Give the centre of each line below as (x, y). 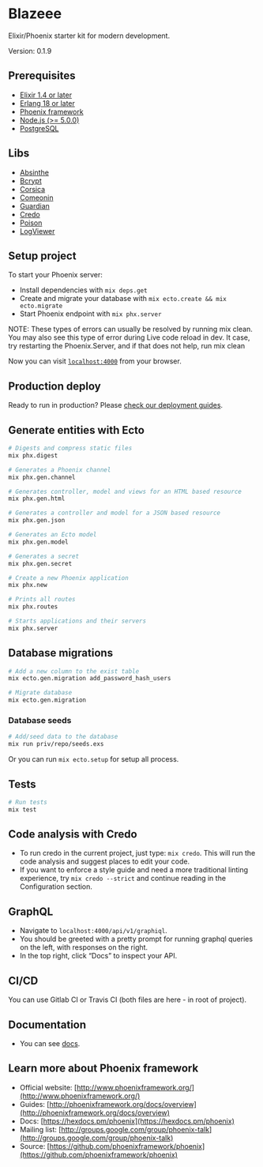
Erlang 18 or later (47, 103)
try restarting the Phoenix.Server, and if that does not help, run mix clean (127, 346)
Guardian (34, 205)
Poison (31, 223)
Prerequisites (42, 76)
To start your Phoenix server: (55, 275)
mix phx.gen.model (38, 542)
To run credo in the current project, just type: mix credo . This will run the (137, 853)
